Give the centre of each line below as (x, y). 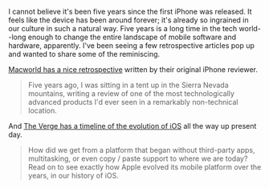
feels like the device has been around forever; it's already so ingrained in (128, 20)
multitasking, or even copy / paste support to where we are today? (138, 158)
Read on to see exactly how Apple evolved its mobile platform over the (145, 167)
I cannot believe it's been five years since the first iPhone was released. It (130, 12)
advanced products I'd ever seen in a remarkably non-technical (133, 102)
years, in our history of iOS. (73, 176)
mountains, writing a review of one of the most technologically (131, 94)
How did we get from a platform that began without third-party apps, (141, 150)
